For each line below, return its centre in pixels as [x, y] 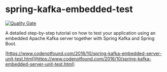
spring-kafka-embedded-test [69, 9]
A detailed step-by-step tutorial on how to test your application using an [80, 33]
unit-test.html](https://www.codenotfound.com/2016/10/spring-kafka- [78, 58]
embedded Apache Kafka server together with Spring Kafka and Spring [80, 38]
